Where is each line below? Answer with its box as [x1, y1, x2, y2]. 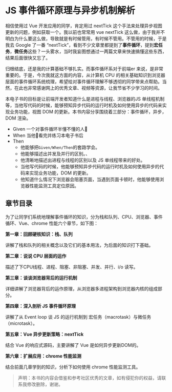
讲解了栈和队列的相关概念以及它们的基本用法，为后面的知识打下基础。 [5, 242, 154, 248]
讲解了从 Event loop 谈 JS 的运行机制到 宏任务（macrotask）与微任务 [5, 313, 152, 320]
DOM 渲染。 [5, 115, 31, 121]
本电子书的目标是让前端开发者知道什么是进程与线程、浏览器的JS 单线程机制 [5, 95, 165, 102]
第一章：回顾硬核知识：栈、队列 [5, 231, 73, 237]
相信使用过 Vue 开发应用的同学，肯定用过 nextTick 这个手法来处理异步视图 [5, 23, 163, 29]
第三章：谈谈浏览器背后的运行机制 [5, 275, 77, 281]
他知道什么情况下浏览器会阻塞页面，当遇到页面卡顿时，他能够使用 [20, 176, 160, 182]
